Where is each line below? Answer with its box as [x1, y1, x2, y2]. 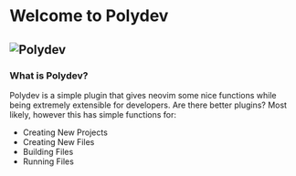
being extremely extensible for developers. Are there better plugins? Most [9, 99, 288, 110]
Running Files [22, 156, 75, 167]
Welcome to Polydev [9, 5, 169, 26]
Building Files [22, 146, 74, 157]
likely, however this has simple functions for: [9, 109, 176, 119]
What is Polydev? [9, 69, 89, 82]
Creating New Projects [22, 127, 108, 138]
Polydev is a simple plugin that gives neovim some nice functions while [9, 89, 277, 100]
